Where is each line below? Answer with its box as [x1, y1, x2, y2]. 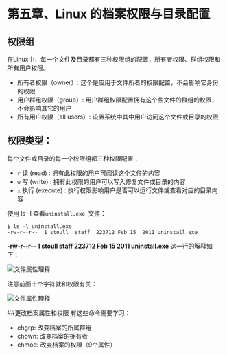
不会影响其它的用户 [16, 104, 72, 112]
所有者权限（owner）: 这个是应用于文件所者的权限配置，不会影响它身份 [16, 78, 219, 87]
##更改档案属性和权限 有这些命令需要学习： [7, 308, 131, 317]
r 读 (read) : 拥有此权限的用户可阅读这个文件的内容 [16, 169, 160, 177]
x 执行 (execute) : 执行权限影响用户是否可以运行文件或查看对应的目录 [16, 186, 213, 194]
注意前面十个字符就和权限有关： [7, 279, 97, 288]
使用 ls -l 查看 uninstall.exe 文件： [7, 209, 106, 217]
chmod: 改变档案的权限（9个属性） [16, 341, 117, 349]
